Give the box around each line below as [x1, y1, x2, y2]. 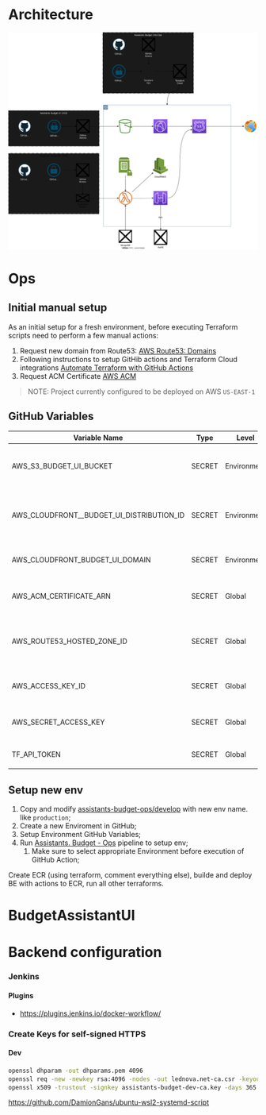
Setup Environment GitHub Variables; [19, 830, 141, 839]
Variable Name [73, 433, 123, 442]
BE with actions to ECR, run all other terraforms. [8, 879, 164, 889]
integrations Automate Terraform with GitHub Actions [19, 363, 194, 372]
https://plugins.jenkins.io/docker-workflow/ [19, 1009, 161, 1018]
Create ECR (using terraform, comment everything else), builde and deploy [8, 870, 253, 880]
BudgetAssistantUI [8, 907, 136, 924]
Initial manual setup [8, 301, 108, 314]
